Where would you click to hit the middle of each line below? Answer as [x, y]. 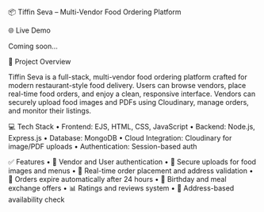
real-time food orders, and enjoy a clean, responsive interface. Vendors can [132, 94]
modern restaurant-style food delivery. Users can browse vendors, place [127, 85]
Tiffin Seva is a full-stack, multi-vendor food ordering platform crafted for [128, 77]
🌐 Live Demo [30, 30]
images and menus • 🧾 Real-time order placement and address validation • [131, 171]
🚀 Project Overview [40, 62]
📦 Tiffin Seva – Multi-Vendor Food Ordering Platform [95, 12]
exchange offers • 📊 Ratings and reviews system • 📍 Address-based [121, 188]
